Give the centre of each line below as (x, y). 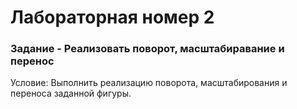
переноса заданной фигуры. (71, 93)
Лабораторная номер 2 (112, 17)
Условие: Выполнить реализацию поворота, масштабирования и (149, 83)
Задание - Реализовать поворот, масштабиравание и (147, 49)
